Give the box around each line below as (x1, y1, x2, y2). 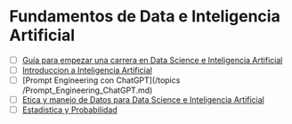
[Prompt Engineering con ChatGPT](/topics (21, 75, 181, 86)
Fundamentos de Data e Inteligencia (9, 6, 280, 27)
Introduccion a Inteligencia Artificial (21, 65, 153, 75)
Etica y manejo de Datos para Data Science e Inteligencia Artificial (21, 95, 264, 105)
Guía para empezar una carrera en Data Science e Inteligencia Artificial (21, 54, 283, 65)
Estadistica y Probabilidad (21, 104, 118, 115)
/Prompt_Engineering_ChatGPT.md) (21, 85, 153, 95)
